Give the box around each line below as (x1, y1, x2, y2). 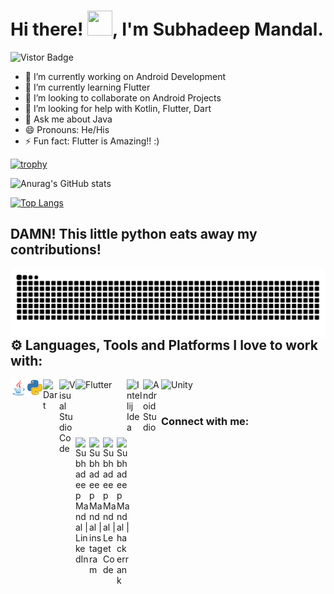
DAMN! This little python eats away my (10, 226, 258, 243)
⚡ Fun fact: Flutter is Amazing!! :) (24, 135, 160, 147)
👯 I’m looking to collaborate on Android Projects (24, 91, 222, 104)
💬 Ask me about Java (24, 113, 113, 125)
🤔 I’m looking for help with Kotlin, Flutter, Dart (24, 102, 212, 114)
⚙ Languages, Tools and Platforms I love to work (10, 336, 318, 354)
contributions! (10, 241, 102, 259)
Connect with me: (161, 414, 250, 428)
